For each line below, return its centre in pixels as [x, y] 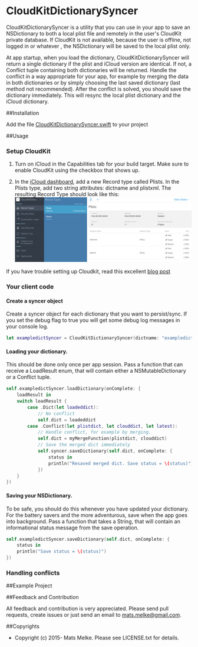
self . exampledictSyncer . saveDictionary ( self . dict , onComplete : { [88, 539]
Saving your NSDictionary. [39, 495]
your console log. [27, 327]
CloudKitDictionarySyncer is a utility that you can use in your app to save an [98, 27]
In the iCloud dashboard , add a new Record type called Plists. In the [97, 182]
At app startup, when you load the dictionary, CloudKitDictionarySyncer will [98, 57]
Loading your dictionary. [37, 351]
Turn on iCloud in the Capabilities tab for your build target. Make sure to [102, 164]
